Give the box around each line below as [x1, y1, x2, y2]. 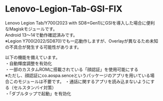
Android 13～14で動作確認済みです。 [5, 32, 78, 38]
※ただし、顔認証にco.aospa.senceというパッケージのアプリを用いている [5, 72, 150, 78]
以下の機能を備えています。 [5, 54, 60, 60]
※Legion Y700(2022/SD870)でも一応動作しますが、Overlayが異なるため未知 [5, 38, 159, 44]
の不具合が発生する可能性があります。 [5, 44, 82, 50]
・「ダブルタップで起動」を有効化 [5, 90, 72, 96]
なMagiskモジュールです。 [5, 26, 57, 32]
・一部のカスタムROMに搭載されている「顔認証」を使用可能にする [5, 66, 139, 72]
